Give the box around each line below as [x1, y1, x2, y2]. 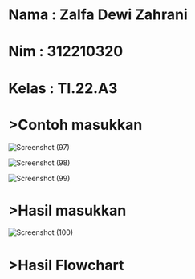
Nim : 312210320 [8, 42, 124, 61]
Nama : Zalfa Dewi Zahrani [8, 6, 189, 24]
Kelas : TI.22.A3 [8, 79, 118, 97]
